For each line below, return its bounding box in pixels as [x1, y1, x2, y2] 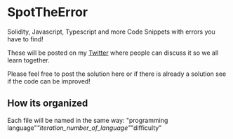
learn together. [7, 55, 51, 64]
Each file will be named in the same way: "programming [7, 116, 168, 124]
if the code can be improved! [7, 77, 91, 85]
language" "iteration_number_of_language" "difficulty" [7, 124, 162, 132]
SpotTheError [7, 4, 88, 20]
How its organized [7, 98, 88, 110]
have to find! [7, 34, 44, 43]
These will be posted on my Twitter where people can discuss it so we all [7, 48, 219, 57]
